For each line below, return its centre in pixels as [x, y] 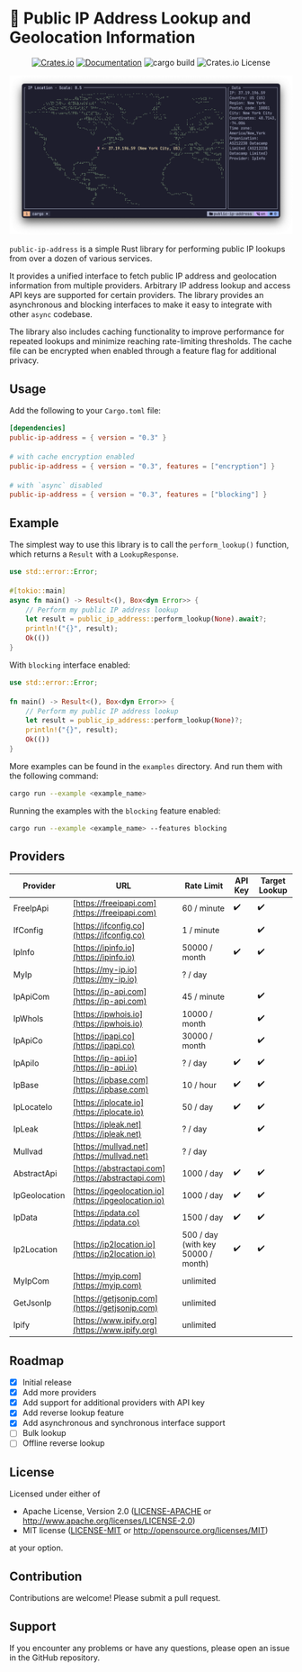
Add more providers [59, 1393]
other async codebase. [51, 314]
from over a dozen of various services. [81, 259]
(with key [199, 1244]
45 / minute [203, 996]
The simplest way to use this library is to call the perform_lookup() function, [149, 545]
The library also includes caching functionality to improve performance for [147, 332]
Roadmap [37, 1361]
